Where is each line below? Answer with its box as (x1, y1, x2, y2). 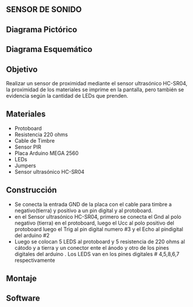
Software (6, 294, 40, 303)
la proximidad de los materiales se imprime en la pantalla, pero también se (6, 86, 184, 93)
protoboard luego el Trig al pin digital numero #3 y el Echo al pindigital (14, 225, 184, 233)
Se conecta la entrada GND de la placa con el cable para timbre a (14, 201, 172, 208)
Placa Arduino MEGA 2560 (14, 149, 79, 157)
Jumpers (14, 162, 36, 169)
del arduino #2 (14, 232, 50, 239)
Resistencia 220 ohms (14, 131, 68, 138)
